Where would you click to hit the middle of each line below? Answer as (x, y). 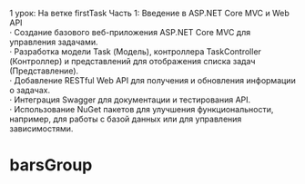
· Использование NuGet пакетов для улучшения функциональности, (142, 109)
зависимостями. (41, 129)
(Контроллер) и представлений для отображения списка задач (132, 61)
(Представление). (44, 71)
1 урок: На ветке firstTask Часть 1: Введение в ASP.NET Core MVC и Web (149, 13)
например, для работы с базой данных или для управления (126, 119)
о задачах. (30, 90)
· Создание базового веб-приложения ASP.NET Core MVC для (130, 32)
